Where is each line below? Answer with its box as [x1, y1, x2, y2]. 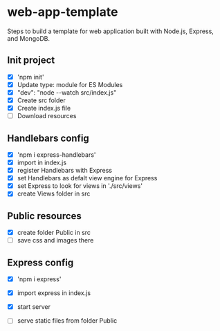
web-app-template [7, 4, 118, 20]
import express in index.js [17, 289, 91, 297]
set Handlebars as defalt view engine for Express [17, 174, 158, 182]
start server [17, 303, 51, 311]
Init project [7, 55, 55, 66]
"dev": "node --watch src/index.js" [17, 88, 117, 97]
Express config [7, 256, 74, 268]
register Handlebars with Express [17, 167, 113, 175]
